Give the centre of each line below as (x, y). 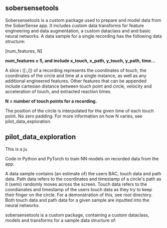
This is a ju (16, 149)
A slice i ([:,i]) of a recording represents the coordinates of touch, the (76, 70)
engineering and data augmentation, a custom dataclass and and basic (78, 31)
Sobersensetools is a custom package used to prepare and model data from (83, 20)
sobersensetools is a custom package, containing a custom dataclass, (77, 215)
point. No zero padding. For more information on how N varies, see (74, 116)
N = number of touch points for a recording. (51, 101)
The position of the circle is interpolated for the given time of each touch (80, 111)
